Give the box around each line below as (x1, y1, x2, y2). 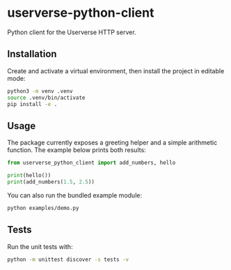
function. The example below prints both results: (7, 146, 146, 154)
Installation (7, 48, 57, 60)
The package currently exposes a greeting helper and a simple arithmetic (7, 138, 218, 147)
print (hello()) (7, 172, 51, 179)
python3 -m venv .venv (7, 87, 73, 95)
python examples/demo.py (7, 204, 79, 211)
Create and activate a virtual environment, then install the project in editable (7, 66, 225, 75)
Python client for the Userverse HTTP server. (7, 28, 137, 36)
